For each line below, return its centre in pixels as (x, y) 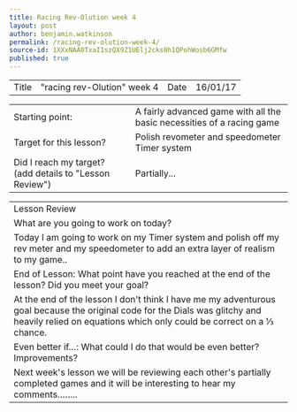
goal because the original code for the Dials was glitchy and (138, 310)
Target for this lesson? (60, 142)
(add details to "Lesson (62, 173)
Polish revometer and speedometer (208, 137)
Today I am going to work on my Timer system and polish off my (147, 237)
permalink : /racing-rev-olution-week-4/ (85, 42)
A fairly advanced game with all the (208, 111)
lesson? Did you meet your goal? (81, 285)
